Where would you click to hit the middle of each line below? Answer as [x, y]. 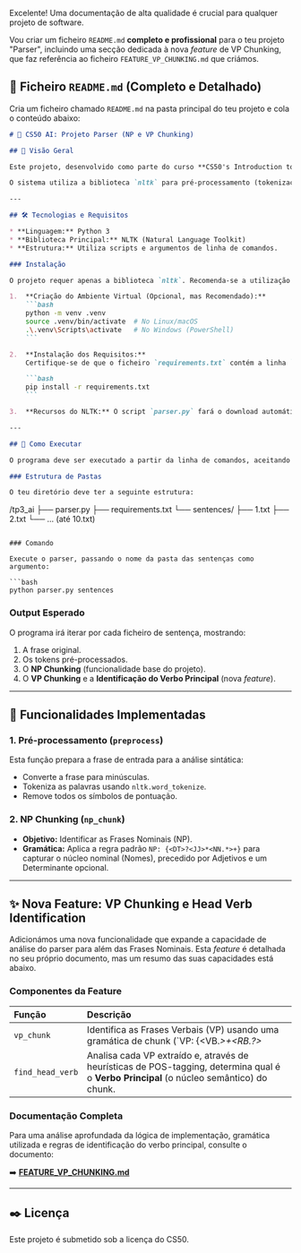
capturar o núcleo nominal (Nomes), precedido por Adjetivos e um [144, 858]
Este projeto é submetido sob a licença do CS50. [99, 1239]
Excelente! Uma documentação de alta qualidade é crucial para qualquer [143, 13]
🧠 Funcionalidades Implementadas [107, 715]
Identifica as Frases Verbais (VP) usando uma [183, 1029]
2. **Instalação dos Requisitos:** [77, 354]
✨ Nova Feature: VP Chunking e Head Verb [131, 904]
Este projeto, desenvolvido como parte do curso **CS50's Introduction [146, 167]
